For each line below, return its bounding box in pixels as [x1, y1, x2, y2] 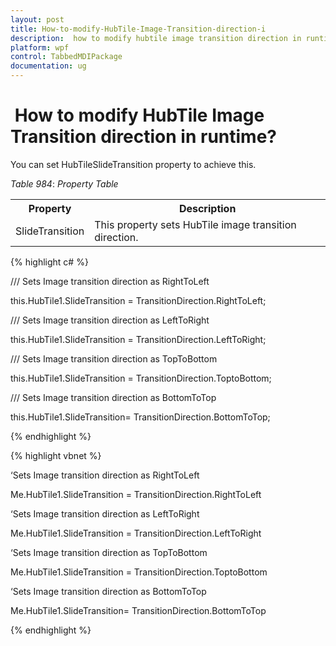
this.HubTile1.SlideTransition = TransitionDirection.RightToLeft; [10, 294, 267, 306]
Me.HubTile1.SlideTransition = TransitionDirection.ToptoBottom [10, 566, 268, 578]
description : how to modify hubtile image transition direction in [10, 33, 302, 43]
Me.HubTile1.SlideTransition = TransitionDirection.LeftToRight [10, 527, 262, 539]
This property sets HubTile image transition [94, 217, 297, 231]
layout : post [10, 14, 65, 25]
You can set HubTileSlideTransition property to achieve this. [10, 158, 257, 170]
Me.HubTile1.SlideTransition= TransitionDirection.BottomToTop [10, 604, 267, 616]
